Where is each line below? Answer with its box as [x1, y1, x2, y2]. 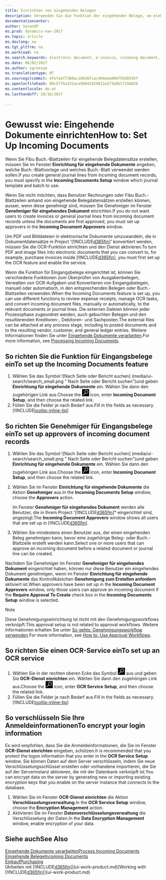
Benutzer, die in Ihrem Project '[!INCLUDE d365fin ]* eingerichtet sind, [12, 510, 153, 516]
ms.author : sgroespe [5, 65, 48, 70]
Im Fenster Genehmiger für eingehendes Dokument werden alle [12, 504, 145, 510]
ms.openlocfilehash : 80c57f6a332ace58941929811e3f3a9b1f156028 [5, 81, 138, 86]
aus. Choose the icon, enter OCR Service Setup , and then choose [12, 683, 154, 689]
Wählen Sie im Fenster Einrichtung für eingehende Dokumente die [12, 484, 150, 490]
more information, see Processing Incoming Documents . [5, 338, 120, 344]
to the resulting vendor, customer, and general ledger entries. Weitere [5, 327, 147, 333]
